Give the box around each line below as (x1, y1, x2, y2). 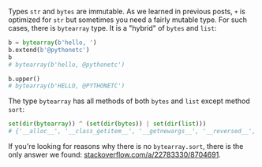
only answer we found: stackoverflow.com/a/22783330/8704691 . (8, 150, 221, 159)
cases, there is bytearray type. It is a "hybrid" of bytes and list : (8, 24, 217, 32)
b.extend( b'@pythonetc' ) (8, 46, 90, 54)
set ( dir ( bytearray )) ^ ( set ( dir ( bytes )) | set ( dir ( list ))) (8, 120, 207, 128)
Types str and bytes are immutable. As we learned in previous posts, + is (8, 7, 246, 16)
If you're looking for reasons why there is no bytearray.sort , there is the (8, 142, 244, 150)
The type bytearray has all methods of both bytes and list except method (8, 96, 250, 106)
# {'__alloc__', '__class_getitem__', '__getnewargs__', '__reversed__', (8, 128, 256, 135)
